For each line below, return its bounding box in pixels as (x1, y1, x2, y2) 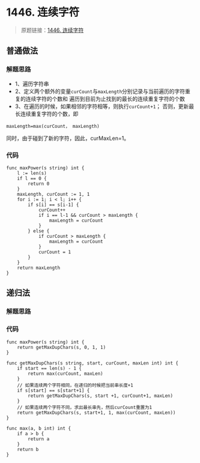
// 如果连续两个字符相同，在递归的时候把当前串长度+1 (17, 382, 133, 388)
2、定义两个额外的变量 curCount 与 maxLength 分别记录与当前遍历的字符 (14, 88, 186, 95)
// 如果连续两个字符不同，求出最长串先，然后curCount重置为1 (17, 404, 153, 410)
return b (17, 446, 39, 452)
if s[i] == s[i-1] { (28, 202, 79, 208)
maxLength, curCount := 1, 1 (17, 191, 90, 197)
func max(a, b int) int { (6, 425, 71, 431)
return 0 (28, 181, 50, 187)
